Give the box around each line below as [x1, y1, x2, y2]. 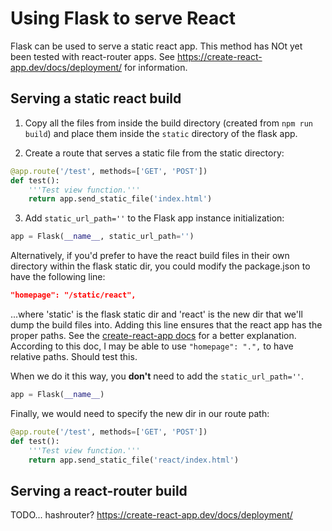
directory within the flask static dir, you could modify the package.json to [10, 260, 311, 272]
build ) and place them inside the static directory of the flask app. [24, 127, 298, 139]
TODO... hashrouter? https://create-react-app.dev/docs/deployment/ [10, 509, 293, 521]
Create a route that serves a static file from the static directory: [24, 147, 285, 159]
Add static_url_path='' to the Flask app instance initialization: [24, 212, 285, 224]
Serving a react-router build [10, 482, 188, 499]
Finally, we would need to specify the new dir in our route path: [10, 407, 270, 419]
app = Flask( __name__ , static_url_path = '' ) [10, 232, 195, 242]
